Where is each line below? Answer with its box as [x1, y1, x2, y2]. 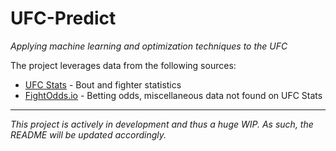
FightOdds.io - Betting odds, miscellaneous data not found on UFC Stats [24, 89, 323, 101]
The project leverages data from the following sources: [10, 59, 237, 71]
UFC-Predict [10, 7, 117, 30]
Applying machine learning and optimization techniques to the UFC [10, 40, 288, 52]
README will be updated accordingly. [10, 128, 167, 141]
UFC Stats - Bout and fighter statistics [24, 78, 182, 91]
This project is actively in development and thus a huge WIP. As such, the [10, 118, 314, 130]
